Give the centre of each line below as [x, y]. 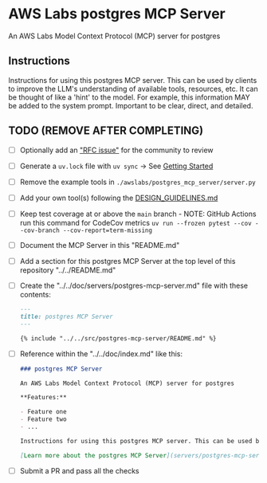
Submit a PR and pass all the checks [79, 470]
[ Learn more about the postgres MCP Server [93, 455]
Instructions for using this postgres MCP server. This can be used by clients [133, 80]
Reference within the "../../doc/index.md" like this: [101, 353]
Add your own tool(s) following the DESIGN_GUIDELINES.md [119, 198]
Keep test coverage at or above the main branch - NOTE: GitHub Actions [138, 214]
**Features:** [43, 398]
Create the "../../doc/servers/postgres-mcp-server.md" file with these [134, 285]
